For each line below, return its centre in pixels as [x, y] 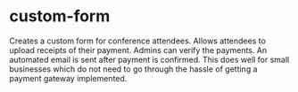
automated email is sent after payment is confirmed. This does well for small [149, 59]
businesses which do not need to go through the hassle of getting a [133, 69]
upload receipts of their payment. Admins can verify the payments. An [138, 50]
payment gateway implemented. [68, 78]
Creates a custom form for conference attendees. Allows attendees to [137, 41]
